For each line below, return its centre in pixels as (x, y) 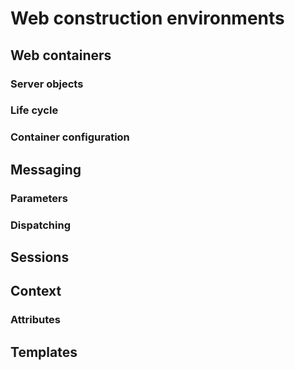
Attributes (35, 320)
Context (36, 291)
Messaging (46, 169)
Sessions (40, 257)
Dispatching (40, 225)
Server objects (47, 84)
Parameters (39, 198)
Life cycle (34, 110)
